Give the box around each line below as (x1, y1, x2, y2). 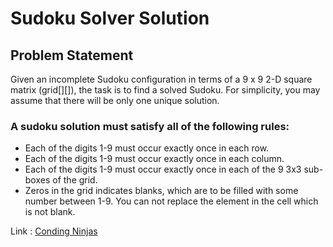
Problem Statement (10, 47, 134, 64)
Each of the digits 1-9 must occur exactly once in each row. (24, 142, 270, 154)
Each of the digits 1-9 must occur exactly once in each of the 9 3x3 (24, 163, 302, 176)
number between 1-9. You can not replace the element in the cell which (24, 195, 319, 207)
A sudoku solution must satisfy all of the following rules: (10, 119, 290, 133)
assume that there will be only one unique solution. (10, 95, 220, 106)
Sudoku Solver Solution (10, 7, 210, 30)
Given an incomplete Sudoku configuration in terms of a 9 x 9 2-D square (10, 73, 313, 85)
